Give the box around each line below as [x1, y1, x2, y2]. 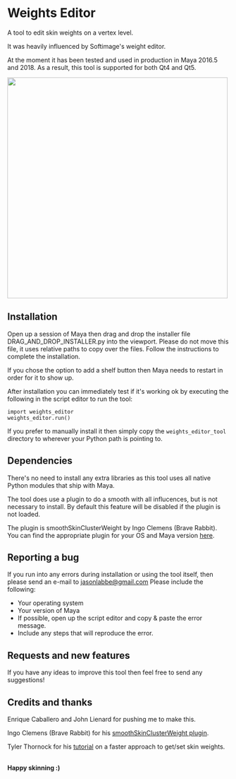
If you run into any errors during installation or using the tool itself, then [7, 570, 213, 579]
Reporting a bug [7, 551, 80, 563]
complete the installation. [7, 352, 81, 361]
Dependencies [7, 455, 73, 467]
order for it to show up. [7, 373, 74, 382]
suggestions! [7, 676, 45, 684]
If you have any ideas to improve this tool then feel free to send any [7, 668, 203, 676]
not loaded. [7, 510, 41, 518]
